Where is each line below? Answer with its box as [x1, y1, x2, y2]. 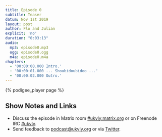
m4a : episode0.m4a [10, 54, 49, 60]
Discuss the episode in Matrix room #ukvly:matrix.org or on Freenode [12, 115, 157, 121]
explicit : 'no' [5, 31, 37, 36]
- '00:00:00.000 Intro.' [10, 64, 62, 69]
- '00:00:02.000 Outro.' [10, 73, 62, 78]
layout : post [5, 21, 33, 27]
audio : [5, 40, 19, 45]
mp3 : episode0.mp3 [10, 45, 49, 50]
